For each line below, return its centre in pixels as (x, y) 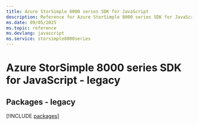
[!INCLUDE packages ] (33, 116)
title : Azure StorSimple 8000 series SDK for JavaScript (77, 11)
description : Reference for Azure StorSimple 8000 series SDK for (89, 17)
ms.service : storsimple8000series (49, 39)
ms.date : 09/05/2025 (32, 22)
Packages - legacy (41, 102)
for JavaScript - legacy (63, 80)
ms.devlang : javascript (35, 33)
